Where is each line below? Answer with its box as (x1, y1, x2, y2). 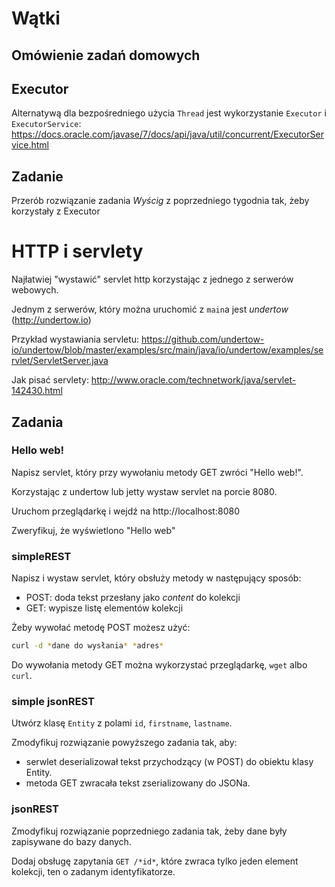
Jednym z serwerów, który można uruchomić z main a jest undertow (11, 303, 289, 316)
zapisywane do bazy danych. (11, 835, 132, 847)
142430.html (11, 385, 63, 397)
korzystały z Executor (11, 205, 101, 217)
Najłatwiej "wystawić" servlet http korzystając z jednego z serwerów (11, 273, 294, 286)
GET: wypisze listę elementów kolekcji (25, 602, 184, 614)
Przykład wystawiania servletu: (11, 333, 140, 346)
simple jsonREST (11, 694, 95, 708)
